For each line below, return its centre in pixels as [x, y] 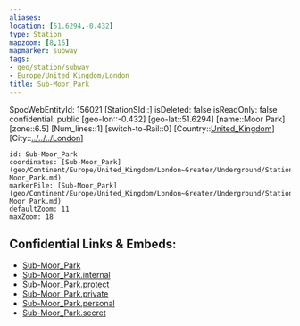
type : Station [36, 34]
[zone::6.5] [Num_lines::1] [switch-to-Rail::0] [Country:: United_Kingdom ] [142, 128]
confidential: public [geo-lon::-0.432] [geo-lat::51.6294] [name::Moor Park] [147, 119]
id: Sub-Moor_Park [43, 154]
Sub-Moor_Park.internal [66, 275]
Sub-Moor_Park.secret [64, 313]
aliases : [25, 17]
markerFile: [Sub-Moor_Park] [63, 185]
